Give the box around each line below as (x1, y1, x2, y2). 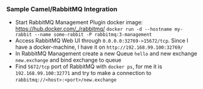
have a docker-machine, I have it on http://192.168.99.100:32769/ (15, 43, 183, 51)
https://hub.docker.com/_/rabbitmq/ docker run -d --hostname (15, 25, 173, 32)
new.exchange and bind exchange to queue (15, 57, 122, 64)
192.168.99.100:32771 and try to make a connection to (15, 69, 152, 77)
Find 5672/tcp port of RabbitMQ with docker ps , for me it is (15, 63, 163, 70)
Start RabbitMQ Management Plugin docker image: (15, 19, 143, 26)
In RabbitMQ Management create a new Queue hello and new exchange (15, 50, 198, 57)
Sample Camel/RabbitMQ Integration (6, 5, 118, 13)
